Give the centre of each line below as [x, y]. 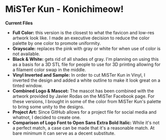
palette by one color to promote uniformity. [56, 43]
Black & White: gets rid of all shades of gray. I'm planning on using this [85, 59]
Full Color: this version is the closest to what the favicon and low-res [83, 32]
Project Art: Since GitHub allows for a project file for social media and [84, 112]
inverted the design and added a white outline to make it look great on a [86, 80]
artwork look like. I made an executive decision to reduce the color [81, 38]
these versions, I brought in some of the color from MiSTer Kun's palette [87, 101]
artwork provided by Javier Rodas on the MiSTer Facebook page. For [83, 96]
